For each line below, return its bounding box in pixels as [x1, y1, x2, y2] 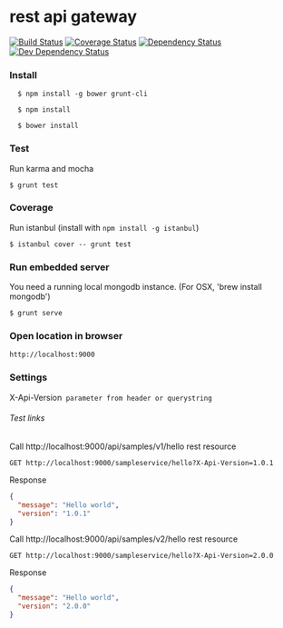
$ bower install [17, 121, 79, 131]
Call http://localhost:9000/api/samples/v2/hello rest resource [9, 533, 239, 544]
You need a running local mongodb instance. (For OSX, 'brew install [9, 282, 263, 293]
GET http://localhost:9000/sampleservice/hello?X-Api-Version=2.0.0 [9, 552, 274, 561]
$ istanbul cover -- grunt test [9, 239, 132, 249]
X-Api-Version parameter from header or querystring [9, 392, 213, 403]
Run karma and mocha [9, 163, 94, 174]
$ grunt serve [9, 309, 63, 318]
